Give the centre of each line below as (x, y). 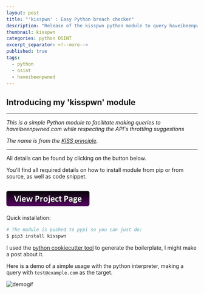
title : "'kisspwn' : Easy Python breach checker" (70, 19)
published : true (27, 52)
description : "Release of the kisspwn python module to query (87, 26)
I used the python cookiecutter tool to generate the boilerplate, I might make (101, 248)
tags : (13, 58)
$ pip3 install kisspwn (36, 236)
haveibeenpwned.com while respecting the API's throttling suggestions (95, 129)
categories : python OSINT (39, 39)
